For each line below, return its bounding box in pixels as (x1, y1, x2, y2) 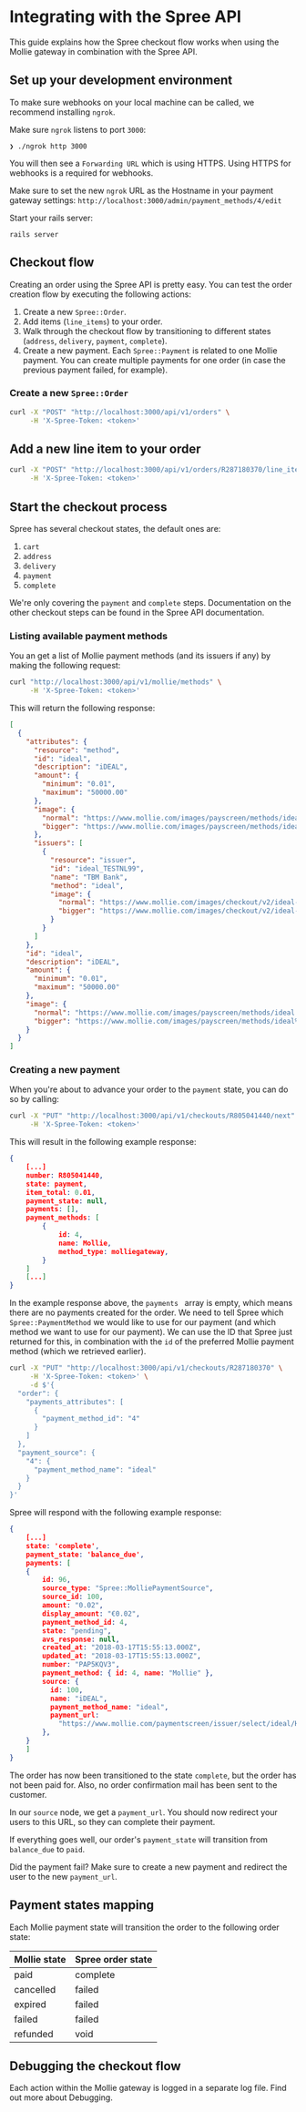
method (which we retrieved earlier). (9, 1346, 147, 1357)
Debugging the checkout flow (9, 2058, 181, 2074)
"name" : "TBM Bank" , (49, 872, 128, 882)
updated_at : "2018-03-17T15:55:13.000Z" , (42, 1651, 202, 1661)
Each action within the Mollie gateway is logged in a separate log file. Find (9, 2083, 287, 2094)
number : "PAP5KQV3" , (42, 1660, 120, 1669)
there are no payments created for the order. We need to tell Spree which (9, 1307, 284, 1318)
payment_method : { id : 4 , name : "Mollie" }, (42, 1668, 214, 1678)
